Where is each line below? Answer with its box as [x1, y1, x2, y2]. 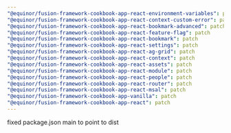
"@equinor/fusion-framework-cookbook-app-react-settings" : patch [7, 42, 198, 49]
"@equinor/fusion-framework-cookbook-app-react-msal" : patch [7, 86, 186, 93]
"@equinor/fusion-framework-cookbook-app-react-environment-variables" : [7, 10, 220, 17]
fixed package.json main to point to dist [7, 118, 119, 126]
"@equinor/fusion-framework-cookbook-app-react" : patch [7, 99, 170, 106]
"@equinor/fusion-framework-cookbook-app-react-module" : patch [7, 67, 192, 74]
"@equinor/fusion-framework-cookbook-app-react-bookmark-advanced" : [7, 23, 208, 29]
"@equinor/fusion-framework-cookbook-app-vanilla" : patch [7, 93, 177, 100]
